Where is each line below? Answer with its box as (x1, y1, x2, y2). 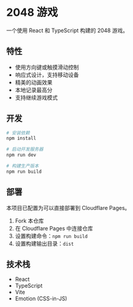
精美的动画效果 (15, 78, 53, 86)
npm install (6, 135, 36, 141)
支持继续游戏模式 (15, 93, 58, 101)
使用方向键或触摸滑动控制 (15, 63, 79, 70)
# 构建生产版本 (6, 163, 39, 169)
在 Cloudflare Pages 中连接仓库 (15, 224, 94, 232)
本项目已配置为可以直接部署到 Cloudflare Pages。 (6, 204, 131, 211)
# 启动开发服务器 (6, 146, 44, 152)
